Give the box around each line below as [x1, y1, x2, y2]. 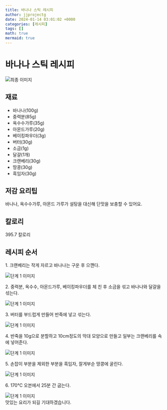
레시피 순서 [5, 248, 38, 256]
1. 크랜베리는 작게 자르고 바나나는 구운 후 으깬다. [5, 262, 100, 268]
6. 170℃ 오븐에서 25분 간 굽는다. [5, 382, 71, 388]
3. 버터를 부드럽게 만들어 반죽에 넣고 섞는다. [5, 311, 91, 317]
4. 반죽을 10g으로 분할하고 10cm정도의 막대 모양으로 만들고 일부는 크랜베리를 [5, 333, 157, 339]
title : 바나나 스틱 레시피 [5, 7, 53, 13]
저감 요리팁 [5, 187, 38, 195]
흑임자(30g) [12, 170, 37, 176]
